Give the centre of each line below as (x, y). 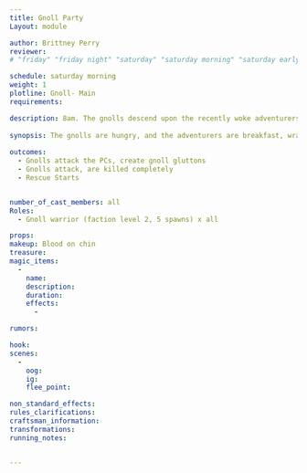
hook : (20, 345)
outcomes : (28, 152)
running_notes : (38, 438)
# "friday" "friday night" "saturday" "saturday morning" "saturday (143, 60)
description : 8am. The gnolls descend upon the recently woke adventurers (155, 118)
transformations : (42, 429)
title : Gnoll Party (47, 18)
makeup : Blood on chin (53, 244)
